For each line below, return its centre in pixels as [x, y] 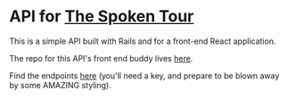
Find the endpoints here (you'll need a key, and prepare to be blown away [144, 75]
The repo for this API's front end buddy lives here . [101, 58]
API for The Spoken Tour [102, 16]
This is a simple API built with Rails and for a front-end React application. [143, 41]
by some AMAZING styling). [60, 85]
